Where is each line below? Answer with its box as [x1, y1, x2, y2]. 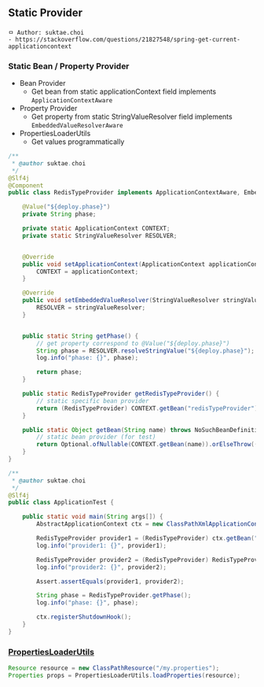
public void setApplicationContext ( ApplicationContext [22, 260, 206, 268]
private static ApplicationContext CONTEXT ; [22, 224, 170, 233]
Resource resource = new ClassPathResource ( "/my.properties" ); [8, 664, 220, 672]
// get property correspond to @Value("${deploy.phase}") [36, 339, 230, 347]
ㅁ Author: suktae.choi [8, 28, 85, 36]
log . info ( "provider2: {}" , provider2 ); [36, 563, 167, 571]
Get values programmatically [31, 137, 125, 146]
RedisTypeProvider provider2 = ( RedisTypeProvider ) [36, 556, 210, 563]
